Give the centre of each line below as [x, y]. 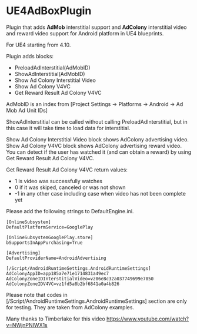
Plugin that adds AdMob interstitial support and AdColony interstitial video [96, 27]
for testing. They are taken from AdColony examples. [70, 307]
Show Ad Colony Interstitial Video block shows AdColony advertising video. [98, 139]
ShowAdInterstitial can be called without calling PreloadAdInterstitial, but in [97, 121]
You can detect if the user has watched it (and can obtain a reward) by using [99, 152]
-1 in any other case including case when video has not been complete [100, 193]
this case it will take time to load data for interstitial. [68, 128]
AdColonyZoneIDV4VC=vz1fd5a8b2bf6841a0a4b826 [63, 284]
